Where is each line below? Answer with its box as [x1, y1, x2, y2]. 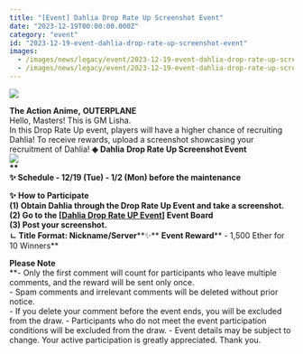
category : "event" [9, 30, 78, 39]
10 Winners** [9, 240, 60, 251]
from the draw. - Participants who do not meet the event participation [9, 315, 267, 326]
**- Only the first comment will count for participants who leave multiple [9, 267, 277, 278]
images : [9, 47, 39, 56]
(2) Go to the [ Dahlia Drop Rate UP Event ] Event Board [9, 210, 214, 220]
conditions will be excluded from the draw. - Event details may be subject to [9, 324, 291, 335]
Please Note [9, 257, 56, 268]
